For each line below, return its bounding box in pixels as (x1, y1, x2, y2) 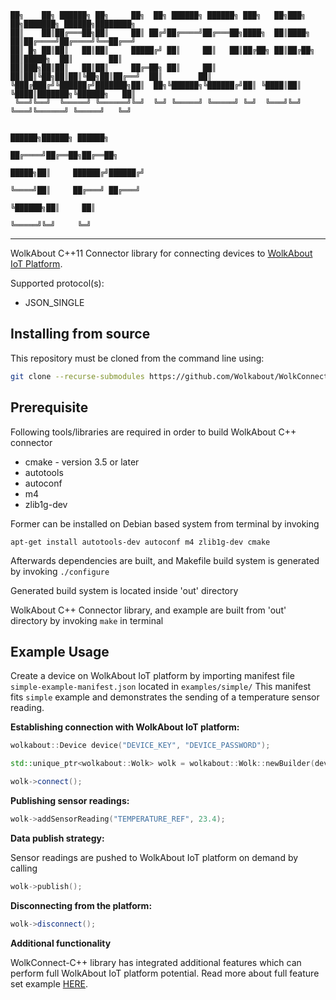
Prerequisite (10, 399, 89, 416)
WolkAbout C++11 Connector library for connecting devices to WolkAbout (10, 247, 313, 259)
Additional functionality (10, 937, 112, 949)
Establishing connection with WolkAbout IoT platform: (10, 721, 240, 733)
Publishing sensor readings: (10, 794, 130, 806)
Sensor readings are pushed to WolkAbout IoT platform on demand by (10, 851, 299, 863)
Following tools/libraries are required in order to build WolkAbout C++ (10, 426, 297, 438)
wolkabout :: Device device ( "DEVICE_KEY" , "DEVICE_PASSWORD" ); (10, 741, 271, 751)
